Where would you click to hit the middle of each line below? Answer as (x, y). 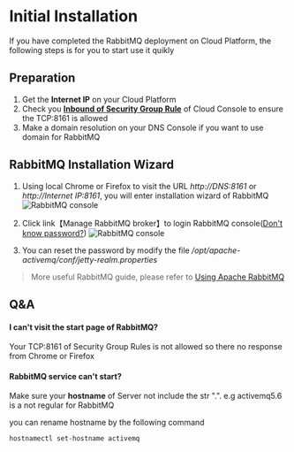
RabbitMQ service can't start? (65, 376)
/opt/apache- (216, 250)
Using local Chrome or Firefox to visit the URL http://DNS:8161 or (139, 186)
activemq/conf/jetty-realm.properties (90, 259)
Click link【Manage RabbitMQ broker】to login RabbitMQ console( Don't (152, 223)
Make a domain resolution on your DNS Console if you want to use (143, 127)
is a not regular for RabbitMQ (62, 405)
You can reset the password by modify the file (106, 250)
